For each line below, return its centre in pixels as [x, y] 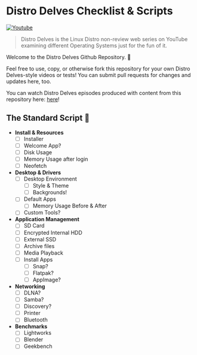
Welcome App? [42, 145]
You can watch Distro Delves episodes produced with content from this [94, 93]
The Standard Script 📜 [48, 118]
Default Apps [40, 199]
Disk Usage [38, 152]
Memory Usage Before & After [70, 206]
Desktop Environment [50, 179]
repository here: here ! [33, 99]
